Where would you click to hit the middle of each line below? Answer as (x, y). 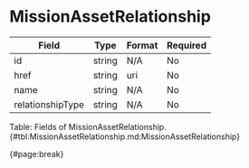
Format (142, 45)
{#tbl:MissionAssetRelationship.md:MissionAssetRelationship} (125, 136)
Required (187, 45)
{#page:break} (37, 154)
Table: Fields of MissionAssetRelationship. (88, 126)
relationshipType (49, 104)
